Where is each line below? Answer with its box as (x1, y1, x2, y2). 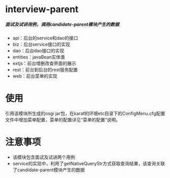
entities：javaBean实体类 (12, 54, 65, 60)
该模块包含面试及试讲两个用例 (12, 154, 75, 160)
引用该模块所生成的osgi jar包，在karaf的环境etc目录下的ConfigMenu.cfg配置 (5, 111, 165, 117)
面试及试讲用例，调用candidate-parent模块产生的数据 (5, 21, 120, 27)
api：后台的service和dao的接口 (12, 35, 78, 41)
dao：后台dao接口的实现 (12, 48, 64, 54)
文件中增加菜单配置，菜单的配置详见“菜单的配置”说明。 (5, 117, 121, 123)
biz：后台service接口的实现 (12, 42, 70, 48)
